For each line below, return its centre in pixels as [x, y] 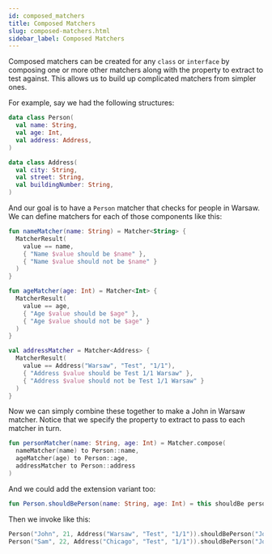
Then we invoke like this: [49, 519]
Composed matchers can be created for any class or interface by [119, 61]
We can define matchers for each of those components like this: [115, 216]
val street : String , [50, 178]
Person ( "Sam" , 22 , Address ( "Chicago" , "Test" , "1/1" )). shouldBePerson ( [132, 541]
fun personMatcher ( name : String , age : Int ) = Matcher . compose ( [117, 443]
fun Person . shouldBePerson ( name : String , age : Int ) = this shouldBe [126, 503]
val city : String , [47, 170]
